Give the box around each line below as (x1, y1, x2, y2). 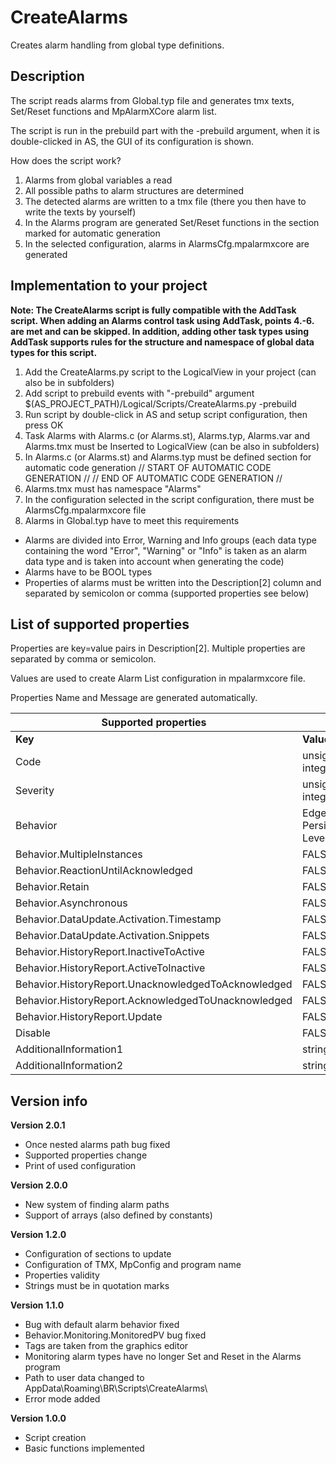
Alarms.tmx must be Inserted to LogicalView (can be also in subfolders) (24, 440, 320, 452)
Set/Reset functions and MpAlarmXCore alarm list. (10, 105, 217, 117)
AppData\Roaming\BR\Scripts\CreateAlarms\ (24, 1382, 208, 1395)
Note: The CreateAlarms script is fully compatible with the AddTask (10, 304, 297, 316)
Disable (15, 1026, 51, 1040)
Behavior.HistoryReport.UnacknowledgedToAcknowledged (15, 977, 293, 991)
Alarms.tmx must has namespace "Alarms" (24, 482, 202, 495)
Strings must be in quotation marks (24, 1280, 170, 1292)
